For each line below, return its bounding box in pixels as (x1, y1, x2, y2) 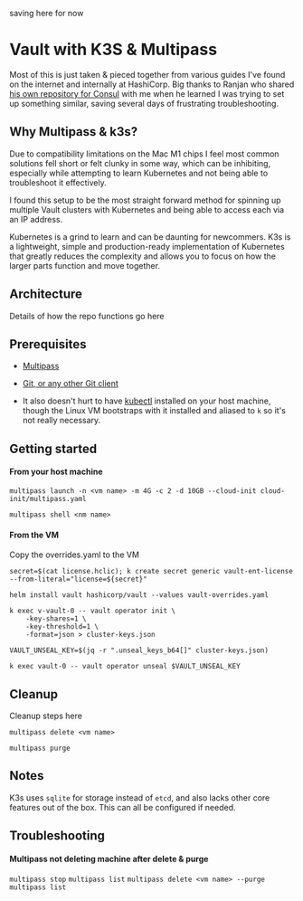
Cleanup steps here (9, 710, 83, 721)
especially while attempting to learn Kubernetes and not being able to (9, 167, 269, 178)
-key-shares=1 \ (25, 614, 88, 623)
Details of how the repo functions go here (9, 310, 165, 321)
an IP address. (9, 213, 63, 224)
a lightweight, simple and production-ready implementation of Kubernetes (9, 241, 285, 251)
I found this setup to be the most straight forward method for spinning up (9, 194, 282, 205)
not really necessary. (22, 415, 101, 426)
